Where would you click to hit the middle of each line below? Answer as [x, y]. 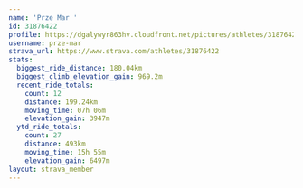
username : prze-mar [45, 43]
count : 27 [43, 136]
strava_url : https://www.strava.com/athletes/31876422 [114, 52]
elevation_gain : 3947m [67, 118]
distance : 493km [56, 144]
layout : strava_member [51, 169]
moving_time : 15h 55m [65, 152]
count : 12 [43, 93]
